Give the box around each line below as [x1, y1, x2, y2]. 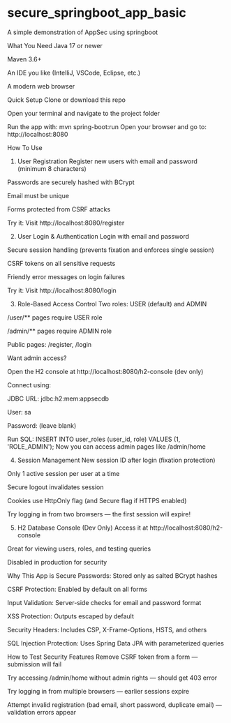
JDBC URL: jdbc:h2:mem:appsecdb [7, 394, 110, 403]
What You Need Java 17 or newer [7, 41, 103, 50]
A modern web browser [7, 82, 75, 90]
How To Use [7, 143, 43, 151]
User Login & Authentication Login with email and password [17, 232, 190, 240]
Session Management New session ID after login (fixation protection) [17, 456, 216, 464]
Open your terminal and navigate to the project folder [7, 109, 161, 117]
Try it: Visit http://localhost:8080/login [7, 286, 117, 295]
